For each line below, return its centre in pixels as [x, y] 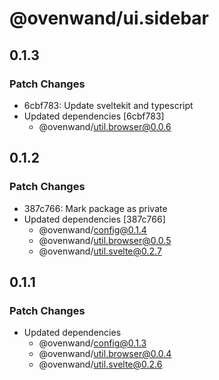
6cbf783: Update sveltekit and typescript [108, 105]
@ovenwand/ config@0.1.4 [92, 229]
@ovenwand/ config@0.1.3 [92, 343]
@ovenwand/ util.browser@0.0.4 [105, 354]
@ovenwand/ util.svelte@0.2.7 [100, 251]
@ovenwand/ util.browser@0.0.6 [105, 126]
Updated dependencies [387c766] [94, 219]
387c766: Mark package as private [95, 208]
